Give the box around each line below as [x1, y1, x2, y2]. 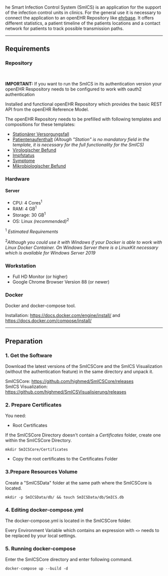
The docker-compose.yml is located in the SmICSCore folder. [5, 517, 131, 523]
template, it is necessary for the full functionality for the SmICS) [12, 141, 144, 147]
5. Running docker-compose [5, 545, 76, 552]
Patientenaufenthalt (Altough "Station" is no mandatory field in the [12, 136, 149, 142]
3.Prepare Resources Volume [5, 468, 78, 475]
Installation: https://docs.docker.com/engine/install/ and [5, 312, 120, 318]
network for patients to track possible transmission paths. [5, 25, 124, 31]
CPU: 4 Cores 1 [12, 198, 42, 205]
